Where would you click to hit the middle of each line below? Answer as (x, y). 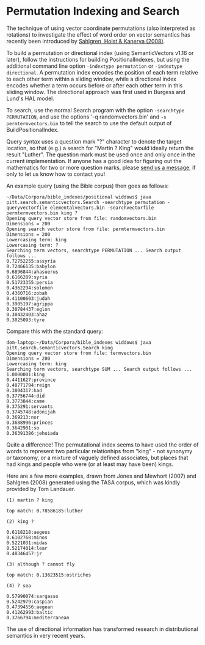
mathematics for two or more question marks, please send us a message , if (101, 167)
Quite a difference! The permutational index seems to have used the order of (103, 445)
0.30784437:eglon (28, 309)
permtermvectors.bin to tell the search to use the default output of (89, 123)
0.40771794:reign (28, 385)
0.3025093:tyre (26, 320)
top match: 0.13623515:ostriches (49, 575)
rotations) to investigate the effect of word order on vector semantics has (98, 34)
